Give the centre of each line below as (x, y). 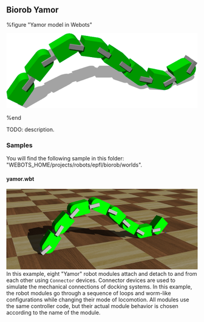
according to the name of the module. (53, 312)
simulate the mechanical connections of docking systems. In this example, (99, 286)
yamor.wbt (20, 179)
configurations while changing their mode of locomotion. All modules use (98, 300)
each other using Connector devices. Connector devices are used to (91, 280)
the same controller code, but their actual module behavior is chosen (93, 306)
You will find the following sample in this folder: (65, 159)
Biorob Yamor (32, 10)
